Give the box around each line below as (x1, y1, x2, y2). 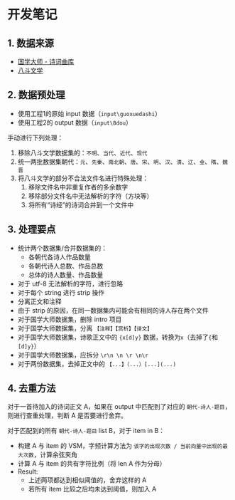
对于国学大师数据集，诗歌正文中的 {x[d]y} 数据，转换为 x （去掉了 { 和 (17, 333, 219, 341)
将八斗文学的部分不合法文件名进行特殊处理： (17, 174, 149, 182)
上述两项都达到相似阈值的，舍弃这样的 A (28, 476, 147, 484)
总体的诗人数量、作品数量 (28, 270, 104, 278)
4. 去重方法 (7, 382, 56, 395)
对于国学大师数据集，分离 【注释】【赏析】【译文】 (17, 323, 153, 332)
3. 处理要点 (7, 224, 56, 236)
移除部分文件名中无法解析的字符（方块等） (28, 192, 153, 200)
